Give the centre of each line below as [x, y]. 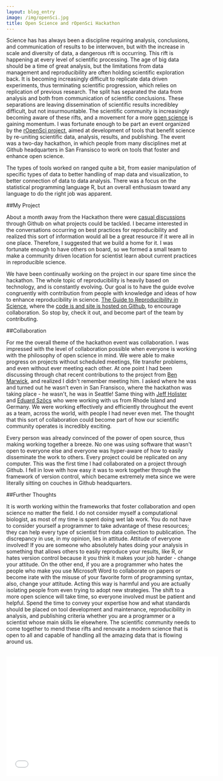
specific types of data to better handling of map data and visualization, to [97, 174]
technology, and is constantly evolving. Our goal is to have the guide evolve [100, 287]
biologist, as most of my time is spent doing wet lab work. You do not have [99, 519]
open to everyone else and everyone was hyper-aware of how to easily [95, 451]
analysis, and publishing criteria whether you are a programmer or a [91, 616]
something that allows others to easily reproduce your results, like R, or [95, 551]
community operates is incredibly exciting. [59, 426]
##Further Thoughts [31, 495]
